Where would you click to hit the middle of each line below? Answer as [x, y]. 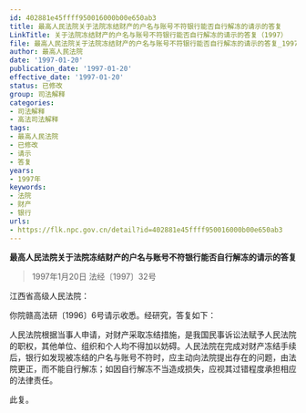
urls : [20, 221]
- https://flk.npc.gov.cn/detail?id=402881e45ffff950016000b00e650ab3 [146, 230]
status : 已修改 [36, 86]
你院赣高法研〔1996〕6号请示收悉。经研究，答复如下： [113, 315]
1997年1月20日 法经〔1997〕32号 [94, 276]
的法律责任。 [33, 380]
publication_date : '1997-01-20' [71, 69]
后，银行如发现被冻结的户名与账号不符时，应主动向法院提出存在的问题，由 [149, 357]
